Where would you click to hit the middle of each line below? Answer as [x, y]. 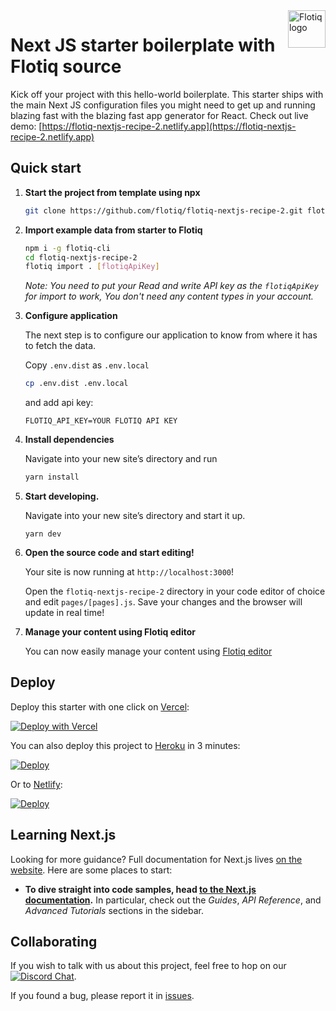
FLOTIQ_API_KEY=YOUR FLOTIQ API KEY [101, 421]
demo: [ [26, 126]
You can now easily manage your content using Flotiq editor [148, 651]
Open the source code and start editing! [109, 552]
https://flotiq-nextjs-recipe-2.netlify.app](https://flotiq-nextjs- [169, 126]
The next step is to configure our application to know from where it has [171, 335]
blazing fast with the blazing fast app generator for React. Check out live [159, 115]
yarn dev [43, 534]
